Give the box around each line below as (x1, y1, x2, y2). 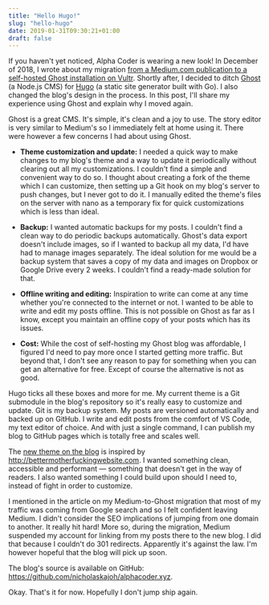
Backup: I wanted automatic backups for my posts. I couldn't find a (19, 223, 243, 232)
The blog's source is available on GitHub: (8, 563, 145, 573)
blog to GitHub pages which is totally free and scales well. (8, 431, 201, 441)
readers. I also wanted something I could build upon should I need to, (8, 472, 237, 482)
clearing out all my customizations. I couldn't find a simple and (19, 164, 227, 174)
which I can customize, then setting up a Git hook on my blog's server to (19, 182, 260, 191)
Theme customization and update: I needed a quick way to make (19, 147, 238, 157)
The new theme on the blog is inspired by (8, 447, 146, 456)
